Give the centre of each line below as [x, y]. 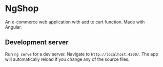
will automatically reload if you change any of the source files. [67, 59]
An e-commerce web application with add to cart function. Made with [75, 22]
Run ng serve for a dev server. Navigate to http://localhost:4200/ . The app [82, 54]
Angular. [13, 27]
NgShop [22, 8]
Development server [37, 42]
